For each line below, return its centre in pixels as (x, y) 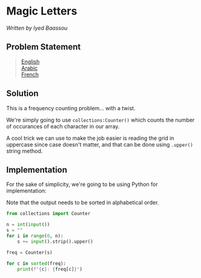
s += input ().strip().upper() (55, 241)
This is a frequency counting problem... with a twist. (71, 108)
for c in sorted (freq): (36, 263)
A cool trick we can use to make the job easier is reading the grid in (90, 138)
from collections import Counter (48, 214)
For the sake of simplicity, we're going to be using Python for (82, 184)
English (30, 61)
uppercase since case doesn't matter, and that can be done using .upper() (100, 144)
